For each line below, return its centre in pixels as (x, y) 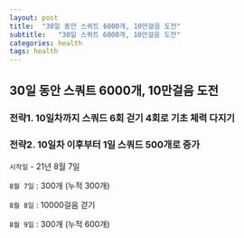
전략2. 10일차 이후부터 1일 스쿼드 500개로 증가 (105, 145)
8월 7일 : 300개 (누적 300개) (60, 186)
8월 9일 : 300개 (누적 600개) (60, 224)
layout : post (34, 18)
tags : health (34, 52)
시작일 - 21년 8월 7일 (45, 166)
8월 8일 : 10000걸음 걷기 (52, 205)
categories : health (46, 43)
